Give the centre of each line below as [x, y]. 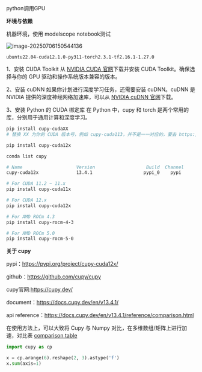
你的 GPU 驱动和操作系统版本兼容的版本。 [69, 76]
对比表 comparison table [47, 336]
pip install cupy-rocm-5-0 [40, 239]
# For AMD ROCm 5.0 [31, 233]
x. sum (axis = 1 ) [24, 364]
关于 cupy [19, 251]
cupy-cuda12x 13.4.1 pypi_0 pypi [94, 173]
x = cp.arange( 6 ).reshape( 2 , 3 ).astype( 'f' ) [63, 358]
